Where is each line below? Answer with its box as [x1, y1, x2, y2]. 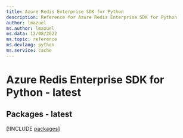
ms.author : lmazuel [6, 25, 55, 32]
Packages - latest [6, 109, 73, 120]
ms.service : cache [6, 48, 52, 54]
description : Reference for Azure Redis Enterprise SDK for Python [6, 14, 178, 20]
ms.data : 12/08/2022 [6, 31, 58, 37]
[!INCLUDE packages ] [6, 125, 60, 132]
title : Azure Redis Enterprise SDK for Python [6, 8, 124, 15]
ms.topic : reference [6, 36, 58, 42]
